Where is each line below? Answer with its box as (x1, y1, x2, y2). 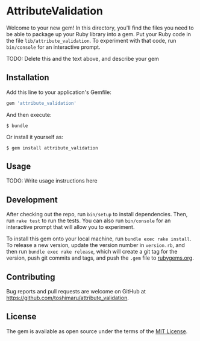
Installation (6, 72, 49, 83)
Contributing (6, 272, 55, 282)
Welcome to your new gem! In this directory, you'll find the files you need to (6, 24, 194, 31)
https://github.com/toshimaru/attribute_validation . (6, 294, 130, 302)
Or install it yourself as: (6, 133, 63, 140)
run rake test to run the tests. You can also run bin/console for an (6, 217, 171, 224)
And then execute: (6, 111, 52, 118)
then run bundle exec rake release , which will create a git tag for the (6, 248, 178, 255)
